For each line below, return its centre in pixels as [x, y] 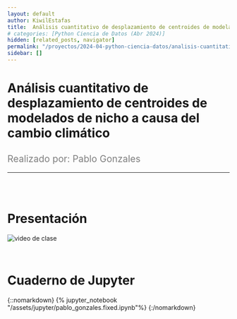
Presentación [47, 219]
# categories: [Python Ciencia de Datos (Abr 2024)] [86, 34]
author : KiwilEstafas [39, 20]
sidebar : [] [25, 54]
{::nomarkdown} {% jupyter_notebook [62, 300]
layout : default [31, 14]
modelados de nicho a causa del [103, 118]
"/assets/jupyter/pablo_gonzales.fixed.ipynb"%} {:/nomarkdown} [102, 307]
